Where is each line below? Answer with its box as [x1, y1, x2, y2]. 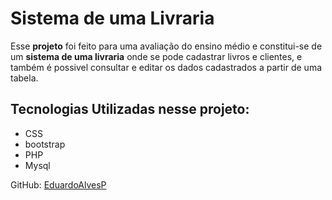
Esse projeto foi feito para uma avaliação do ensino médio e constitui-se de [10, 40, 323, 52]
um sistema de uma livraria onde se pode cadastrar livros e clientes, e [10, 50, 303, 62]
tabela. [10, 72, 39, 84]
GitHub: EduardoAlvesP [10, 178, 107, 191]
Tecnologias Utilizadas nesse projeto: [10, 101, 250, 118]
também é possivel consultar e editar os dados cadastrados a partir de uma [10, 61, 323, 73]
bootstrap [24, 138, 66, 150]
